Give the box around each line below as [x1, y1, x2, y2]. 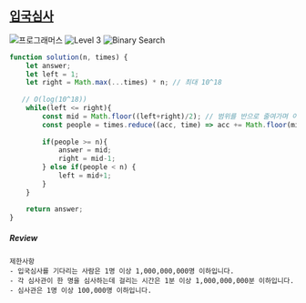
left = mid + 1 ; [57, 171, 112, 180]
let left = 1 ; [25, 69, 79, 79]
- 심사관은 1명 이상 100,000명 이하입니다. [9, 286, 152, 296]
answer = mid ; [57, 146, 112, 155]
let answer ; [25, 61, 71, 70]
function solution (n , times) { [9, 53, 128, 62]
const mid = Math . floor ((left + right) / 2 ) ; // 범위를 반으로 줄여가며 [42, 112, 289, 121]
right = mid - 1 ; [57, 154, 117, 164]
